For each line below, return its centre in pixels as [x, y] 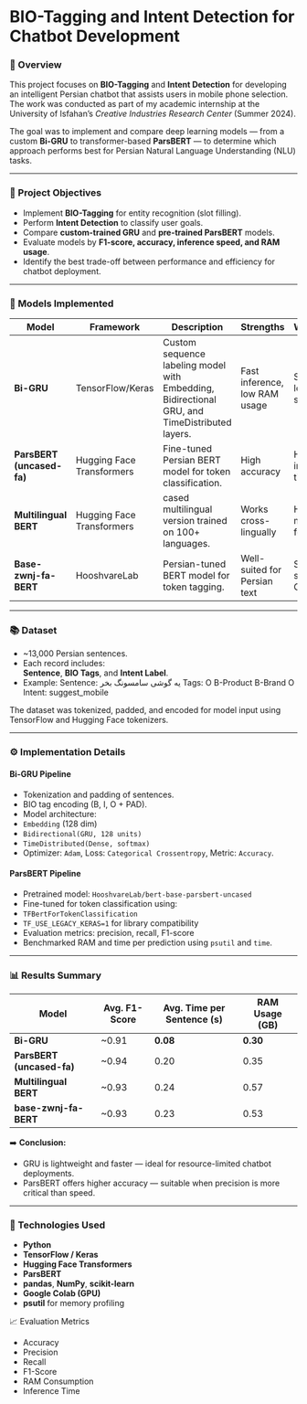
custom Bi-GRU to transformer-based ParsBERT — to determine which [143, 141]
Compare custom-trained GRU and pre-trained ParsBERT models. [149, 232]
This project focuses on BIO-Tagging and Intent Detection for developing [148, 85]
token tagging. [194, 587]
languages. [186, 544]
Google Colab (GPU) [62, 1293]
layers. [177, 434]
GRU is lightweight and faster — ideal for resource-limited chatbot [147, 1164]
